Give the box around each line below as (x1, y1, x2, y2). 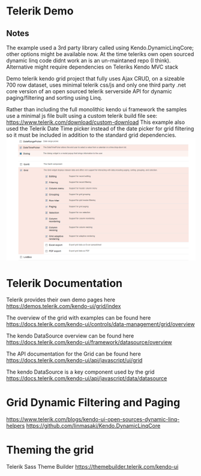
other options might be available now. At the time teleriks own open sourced (6, 51, 194, 58)
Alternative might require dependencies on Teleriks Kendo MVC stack (6, 63, 179, 70)
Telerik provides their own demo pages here (6, 296, 116, 303)
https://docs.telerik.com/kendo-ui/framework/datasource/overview (6, 339, 172, 346)
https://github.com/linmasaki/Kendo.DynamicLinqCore (26, 422, 161, 430)
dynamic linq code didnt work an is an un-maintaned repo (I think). (6, 57, 171, 64)
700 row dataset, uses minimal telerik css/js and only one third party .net (6, 81, 186, 88)
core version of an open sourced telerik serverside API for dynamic (6, 88, 172, 94)
